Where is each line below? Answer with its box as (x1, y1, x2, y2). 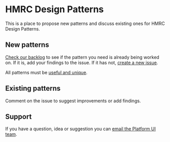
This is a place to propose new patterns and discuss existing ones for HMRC (5, 20, 165, 26)
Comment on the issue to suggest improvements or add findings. (5, 98, 141, 104)
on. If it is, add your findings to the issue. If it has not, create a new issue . (5, 60, 158, 66)
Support (5, 112, 32, 121)
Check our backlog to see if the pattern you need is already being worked (5, 54, 160, 60)
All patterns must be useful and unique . (5, 69, 88, 75)
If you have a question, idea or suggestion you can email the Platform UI (5, 126, 156, 132)
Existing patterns (5, 84, 61, 93)
